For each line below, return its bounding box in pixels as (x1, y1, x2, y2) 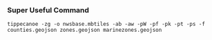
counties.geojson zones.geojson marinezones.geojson (7, 26, 162, 34)
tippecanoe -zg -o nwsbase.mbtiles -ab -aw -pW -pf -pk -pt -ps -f (7, 21, 206, 28)
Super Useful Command (7, 5, 90, 15)
